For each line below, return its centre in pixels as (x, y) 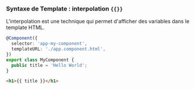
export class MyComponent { (40, 60)
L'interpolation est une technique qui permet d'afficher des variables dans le (98, 22)
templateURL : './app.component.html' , (59, 49)
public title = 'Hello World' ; (49, 65)
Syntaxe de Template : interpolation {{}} (65, 9)
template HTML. (25, 27)
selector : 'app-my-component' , (49, 44)
